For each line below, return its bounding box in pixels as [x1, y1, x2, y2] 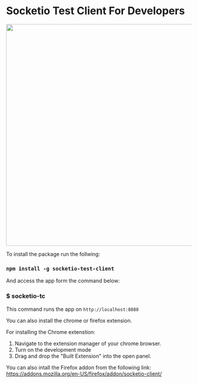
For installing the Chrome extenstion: [6, 328, 95, 335]
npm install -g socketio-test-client [6, 265, 115, 272]
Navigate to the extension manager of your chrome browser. [14, 340, 161, 347]
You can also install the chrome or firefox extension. [6, 317, 133, 324]
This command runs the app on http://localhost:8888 [6, 306, 139, 313]
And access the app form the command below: [6, 277, 120, 284]
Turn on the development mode [14, 346, 91, 353]
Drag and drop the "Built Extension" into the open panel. [14, 352, 151, 359]
